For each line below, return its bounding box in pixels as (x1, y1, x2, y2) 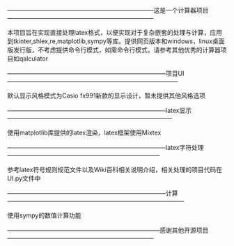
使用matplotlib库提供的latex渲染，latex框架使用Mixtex (7, 128, 162, 137)
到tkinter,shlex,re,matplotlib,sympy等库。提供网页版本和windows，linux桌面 (7, 37, 225, 45)
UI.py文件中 (7, 174, 41, 183)
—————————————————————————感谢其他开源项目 (7, 226, 209, 234)
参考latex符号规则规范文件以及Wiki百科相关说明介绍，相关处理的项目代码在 (7, 166, 223, 174)
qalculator (19, 54, 49, 63)
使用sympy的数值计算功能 (7, 211, 81, 220)
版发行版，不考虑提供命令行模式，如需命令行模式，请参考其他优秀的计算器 (7, 46, 221, 54)
